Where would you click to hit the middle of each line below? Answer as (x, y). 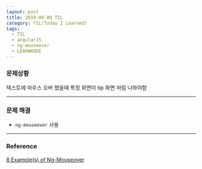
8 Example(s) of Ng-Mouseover (45, 159)
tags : (13, 29)
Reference (22, 147)
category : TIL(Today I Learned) (47, 23)
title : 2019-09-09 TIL (35, 18)
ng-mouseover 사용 (37, 125)
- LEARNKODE (27, 51)
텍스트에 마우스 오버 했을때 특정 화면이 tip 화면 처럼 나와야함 (77, 88)
